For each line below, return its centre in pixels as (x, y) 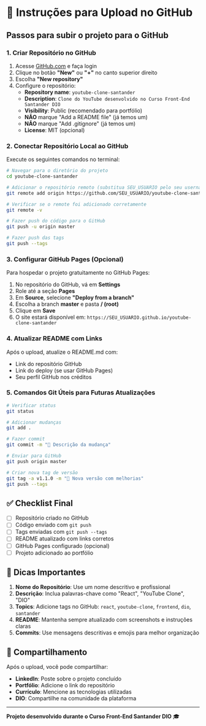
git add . (19, 428)
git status (20, 411)
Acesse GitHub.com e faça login (56, 66)
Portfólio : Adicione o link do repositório (65, 685)
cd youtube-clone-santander (42, 177)
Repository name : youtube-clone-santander (80, 92)
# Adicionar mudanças (34, 422)
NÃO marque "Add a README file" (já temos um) (86, 117)
